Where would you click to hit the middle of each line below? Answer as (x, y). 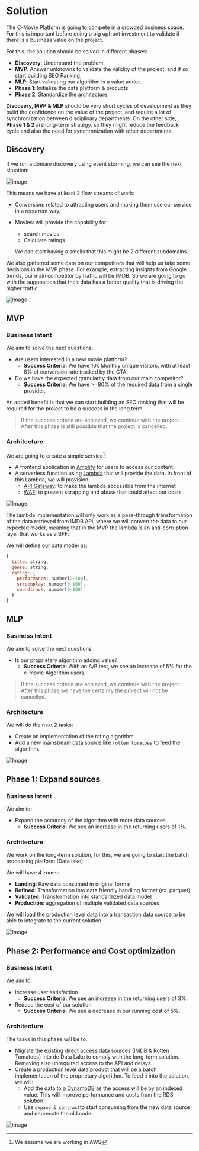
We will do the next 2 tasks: (40, 725)
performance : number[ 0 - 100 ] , (53, 578)
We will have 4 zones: (33, 873)
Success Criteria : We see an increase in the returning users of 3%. (106, 998)
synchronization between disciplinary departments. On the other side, (91, 118)
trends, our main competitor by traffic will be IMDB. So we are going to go (96, 275)
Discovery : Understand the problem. (60, 63)
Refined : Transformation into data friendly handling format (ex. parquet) (102, 890)
